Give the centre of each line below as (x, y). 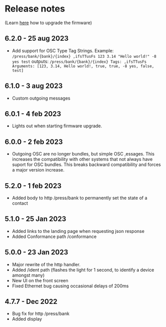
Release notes (35, 9)
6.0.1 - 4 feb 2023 (33, 114)
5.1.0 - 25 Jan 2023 (35, 219)
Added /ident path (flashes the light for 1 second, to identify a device (83, 270)
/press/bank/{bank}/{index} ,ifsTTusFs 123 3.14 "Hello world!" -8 (84, 56)
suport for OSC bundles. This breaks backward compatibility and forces (87, 165)
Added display (27, 319)
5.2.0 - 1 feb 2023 (33, 186)
